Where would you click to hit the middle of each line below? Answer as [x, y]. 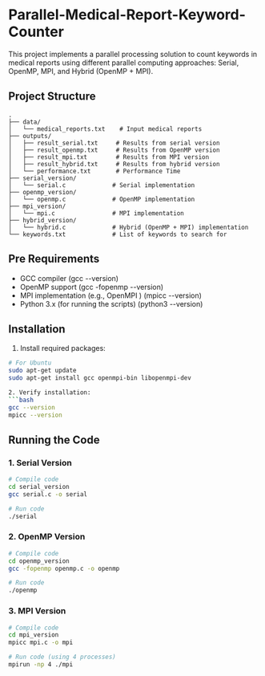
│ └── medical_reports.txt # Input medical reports [105, 129]
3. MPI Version [37, 611]
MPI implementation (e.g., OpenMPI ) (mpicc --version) [111, 295]
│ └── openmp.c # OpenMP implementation [102, 199]
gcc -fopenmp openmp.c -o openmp [64, 568]
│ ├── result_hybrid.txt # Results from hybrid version [114, 164]
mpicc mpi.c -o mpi [41, 643]
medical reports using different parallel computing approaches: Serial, [124, 63]
